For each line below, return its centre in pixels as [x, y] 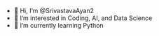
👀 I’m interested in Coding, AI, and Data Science [83, 18]
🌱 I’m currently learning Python [58, 25]
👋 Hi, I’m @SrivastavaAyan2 [54, 11]
